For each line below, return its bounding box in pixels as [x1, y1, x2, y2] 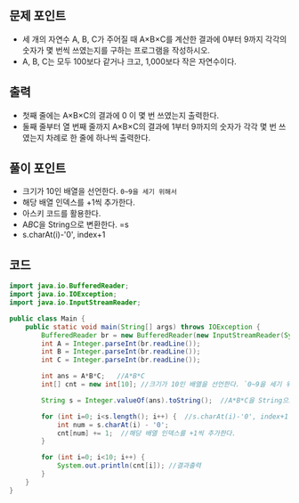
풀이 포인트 [9, 161, 67, 176]
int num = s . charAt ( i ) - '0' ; [56, 420, 169, 429]
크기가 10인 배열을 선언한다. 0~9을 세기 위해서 [21, 186, 178, 197]
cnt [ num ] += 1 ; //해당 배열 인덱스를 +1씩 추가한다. [56, 428, 237, 438]
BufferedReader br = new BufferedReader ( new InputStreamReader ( [41, 330, 285, 340]
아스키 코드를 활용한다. [21, 208, 101, 219]
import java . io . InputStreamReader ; [9, 298, 141, 307]
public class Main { [9, 314, 86, 323]
